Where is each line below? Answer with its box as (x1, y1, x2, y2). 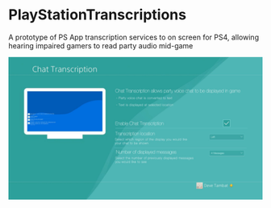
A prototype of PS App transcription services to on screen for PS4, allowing (8, 32, 260, 42)
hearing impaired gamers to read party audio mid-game (8, 40, 194, 50)
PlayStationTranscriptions (8, 6, 187, 24)
